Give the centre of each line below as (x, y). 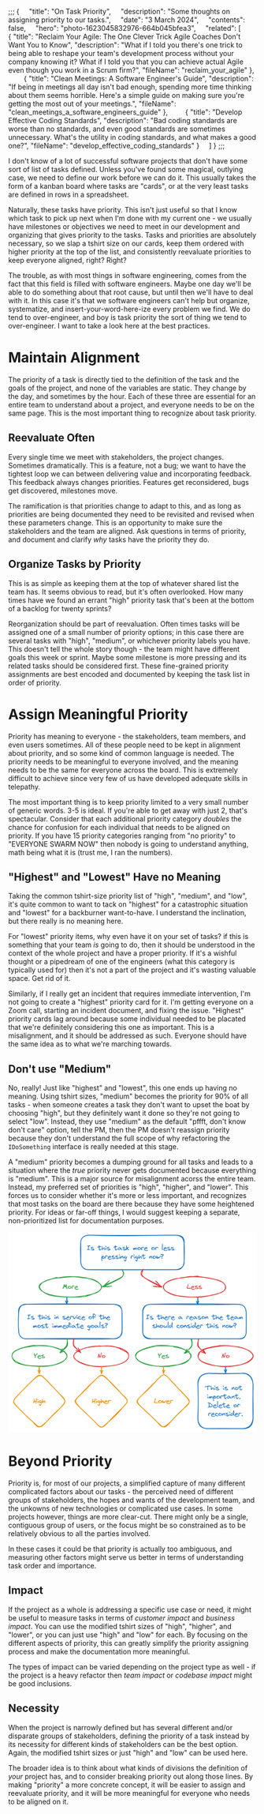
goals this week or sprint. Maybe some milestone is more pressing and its (127, 657)
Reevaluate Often (52, 438)
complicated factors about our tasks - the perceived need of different (121, 1492)
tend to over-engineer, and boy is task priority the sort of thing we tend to (128, 317)
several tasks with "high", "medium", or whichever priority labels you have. (129, 640)
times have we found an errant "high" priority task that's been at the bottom (131, 600)
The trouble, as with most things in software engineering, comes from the (127, 275)
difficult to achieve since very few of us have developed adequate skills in (128, 778)
